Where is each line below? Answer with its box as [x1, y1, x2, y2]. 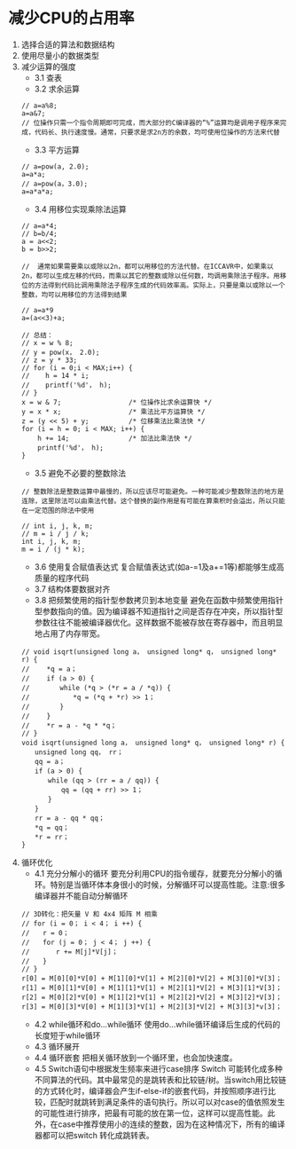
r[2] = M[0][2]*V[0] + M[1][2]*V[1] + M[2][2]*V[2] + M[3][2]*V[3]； [20, 993, 283, 1002]
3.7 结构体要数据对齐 [34, 583, 111, 594]
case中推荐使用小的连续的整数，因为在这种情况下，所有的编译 [58, 1119, 285, 1129]
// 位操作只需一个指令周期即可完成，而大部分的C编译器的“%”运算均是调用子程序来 [20, 118, 281, 127]
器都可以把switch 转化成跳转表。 [34, 1129, 154, 1140]
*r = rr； [34, 832, 70, 841]
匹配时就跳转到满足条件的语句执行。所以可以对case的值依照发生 [50, 1097, 285, 1107]
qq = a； [34, 757, 66, 766]
